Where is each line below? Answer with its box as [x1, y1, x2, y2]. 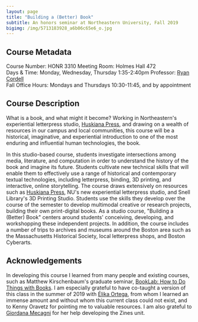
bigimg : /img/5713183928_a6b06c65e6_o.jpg [6, 25, 112, 31]
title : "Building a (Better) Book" [6, 14, 94, 20]
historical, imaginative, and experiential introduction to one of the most [6, 133, 178, 140]
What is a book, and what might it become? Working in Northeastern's [6, 114, 177, 121]
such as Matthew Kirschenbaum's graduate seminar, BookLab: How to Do [6, 278, 186, 285]
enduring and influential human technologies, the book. [6, 139, 141, 147]
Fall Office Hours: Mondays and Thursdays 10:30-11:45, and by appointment [6, 82, 191, 89]
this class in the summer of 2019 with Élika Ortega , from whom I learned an [6, 290, 189, 297]
